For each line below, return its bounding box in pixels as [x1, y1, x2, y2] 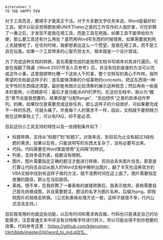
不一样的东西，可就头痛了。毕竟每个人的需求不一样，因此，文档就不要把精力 [5, 107, 158, 113]
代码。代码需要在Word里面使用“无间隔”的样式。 [12, 146, 108, 152]
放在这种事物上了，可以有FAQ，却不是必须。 [5, 113, 94, 119]
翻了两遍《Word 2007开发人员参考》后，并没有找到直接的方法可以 [17, 65, 150, 70]
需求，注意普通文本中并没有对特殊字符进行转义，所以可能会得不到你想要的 [9, 217, 158, 223]
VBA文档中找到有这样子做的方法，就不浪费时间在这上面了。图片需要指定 [12, 171, 157, 176]
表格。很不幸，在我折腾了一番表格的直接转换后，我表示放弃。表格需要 [12, 183, 153, 188]
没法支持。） [16, 201, 40, 206]
